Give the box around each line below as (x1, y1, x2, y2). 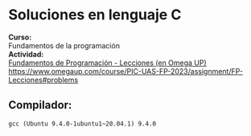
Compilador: (8, 98, 72, 112)
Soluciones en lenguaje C (8, 6, 182, 24)
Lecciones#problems (8, 75, 79, 84)
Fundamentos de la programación (8, 40, 121, 50)
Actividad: (8, 49, 44, 59)
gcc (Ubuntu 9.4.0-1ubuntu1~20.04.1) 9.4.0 (8, 119, 157, 128)
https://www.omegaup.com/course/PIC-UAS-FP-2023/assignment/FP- (8, 66, 244, 76)
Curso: (8, 32, 32, 42)
